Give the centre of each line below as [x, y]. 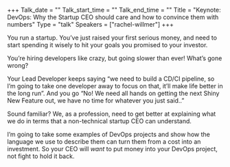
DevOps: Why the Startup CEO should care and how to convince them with [113, 17]
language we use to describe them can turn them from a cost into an [104, 142]
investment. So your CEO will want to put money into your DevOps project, [113, 149]
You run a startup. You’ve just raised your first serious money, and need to [112, 38]
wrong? [18, 65]
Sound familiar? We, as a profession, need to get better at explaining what [112, 114]
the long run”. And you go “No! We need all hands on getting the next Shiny [113, 93]
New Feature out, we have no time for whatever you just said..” [96, 101]
